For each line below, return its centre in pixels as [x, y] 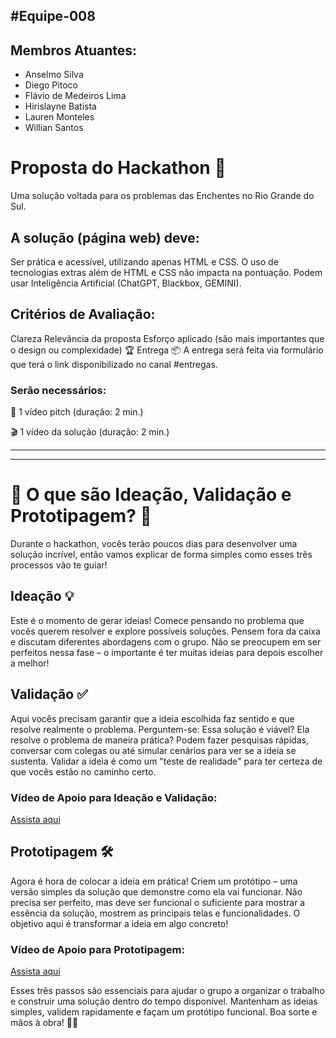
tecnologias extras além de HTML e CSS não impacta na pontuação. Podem [166, 272]
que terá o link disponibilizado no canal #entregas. [114, 364]
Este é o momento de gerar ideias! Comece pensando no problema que [157, 620]
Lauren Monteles [59, 117]
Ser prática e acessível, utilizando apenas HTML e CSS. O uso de [144, 261]
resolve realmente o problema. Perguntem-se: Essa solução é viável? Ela [160, 729]
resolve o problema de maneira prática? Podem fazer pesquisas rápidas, [159, 740]
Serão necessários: [58, 390]
